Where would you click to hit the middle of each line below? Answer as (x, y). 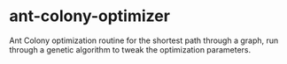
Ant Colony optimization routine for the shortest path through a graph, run (144, 40)
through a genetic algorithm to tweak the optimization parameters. (130, 49)
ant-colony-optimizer (90, 16)
